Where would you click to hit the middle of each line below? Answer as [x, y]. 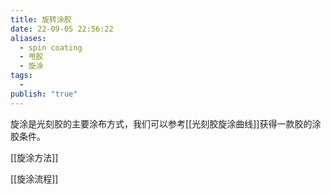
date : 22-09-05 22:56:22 [62, 29]
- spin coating [51, 47]
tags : [21, 76]
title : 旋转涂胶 [41, 19]
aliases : [28, 38]
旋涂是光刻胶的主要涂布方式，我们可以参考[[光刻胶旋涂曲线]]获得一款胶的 [161, 123]
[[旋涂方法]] [34, 157]
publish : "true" [44, 94]
